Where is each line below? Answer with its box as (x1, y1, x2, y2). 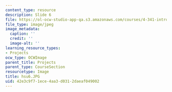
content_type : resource (5, 7, 56, 13)
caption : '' (10, 31, 36, 36)
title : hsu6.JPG (5, 74, 40, 79)
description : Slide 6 (5, 12, 52, 17)
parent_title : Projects (5, 60, 56, 65)
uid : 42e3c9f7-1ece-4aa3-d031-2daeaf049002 (5, 79, 100, 84)
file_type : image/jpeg (5, 21, 54, 27)
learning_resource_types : (5, 45, 60, 51)
